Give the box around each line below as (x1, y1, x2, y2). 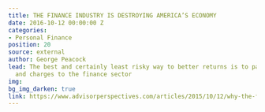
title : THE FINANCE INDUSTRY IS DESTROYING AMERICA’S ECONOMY (8, 11, 217, 20)
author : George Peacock (8, 56, 87, 64)
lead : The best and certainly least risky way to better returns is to (8, 63, 248, 71)
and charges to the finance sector (15, 70, 132, 78)
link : (8, 92, 26, 100)
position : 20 (8, 41, 51, 49)
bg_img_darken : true (8, 84, 77, 93)
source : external (8, 48, 65, 56)
